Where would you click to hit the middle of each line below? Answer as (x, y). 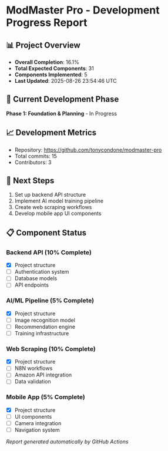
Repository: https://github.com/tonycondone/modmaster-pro (88, 150)
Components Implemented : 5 (51, 75)
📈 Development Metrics (51, 133)
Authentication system (42, 272)
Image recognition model (45, 320)
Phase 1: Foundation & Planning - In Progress (62, 113)
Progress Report (47, 23)
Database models (36, 278)
